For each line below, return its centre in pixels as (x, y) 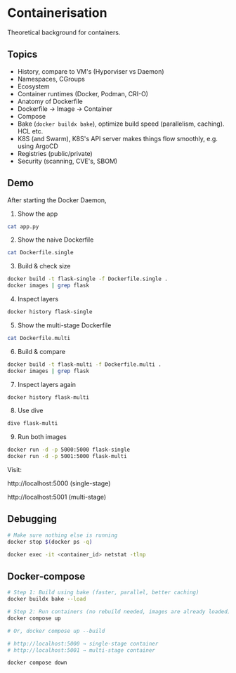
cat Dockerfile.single (40, 253)
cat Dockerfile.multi (39, 338)
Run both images (42, 437)
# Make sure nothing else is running (63, 535)
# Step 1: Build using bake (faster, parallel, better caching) (103, 593)
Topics (22, 54)
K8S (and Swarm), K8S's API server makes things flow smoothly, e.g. (117, 138)
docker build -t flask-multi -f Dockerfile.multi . (84, 364)
